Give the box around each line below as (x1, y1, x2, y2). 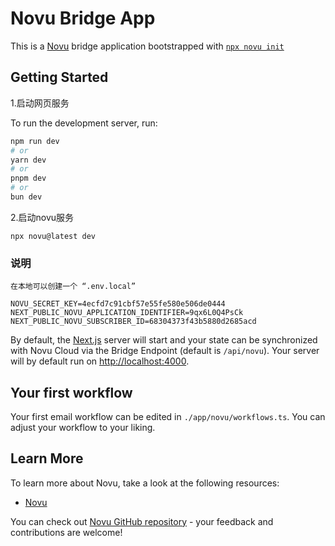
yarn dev (10, 155, 47, 165)
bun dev (10, 192, 43, 202)
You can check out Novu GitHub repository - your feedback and (10, 515, 274, 527)
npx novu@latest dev (10, 231, 97, 241)
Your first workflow (10, 384, 133, 401)
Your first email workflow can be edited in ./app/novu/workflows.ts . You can (10, 410, 326, 422)
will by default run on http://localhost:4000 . (10, 355, 190, 367)
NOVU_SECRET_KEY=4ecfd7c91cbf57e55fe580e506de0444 (10, 299, 226, 309)
